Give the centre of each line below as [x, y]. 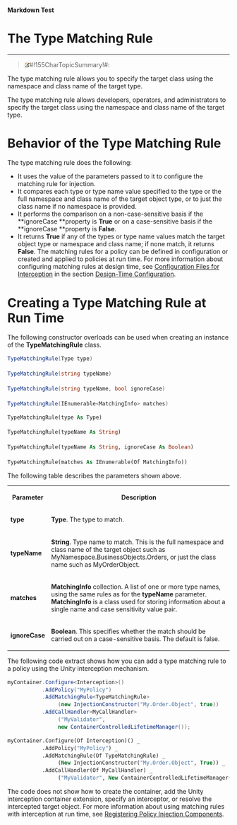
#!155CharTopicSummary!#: [70, 64]
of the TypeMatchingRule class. [55, 345]
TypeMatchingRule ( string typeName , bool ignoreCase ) [86, 388]
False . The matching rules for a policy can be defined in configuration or [123, 252]
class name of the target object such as [108, 549]
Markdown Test [31, 10]
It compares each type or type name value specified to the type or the [120, 192]
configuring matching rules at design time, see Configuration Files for [119, 267]
